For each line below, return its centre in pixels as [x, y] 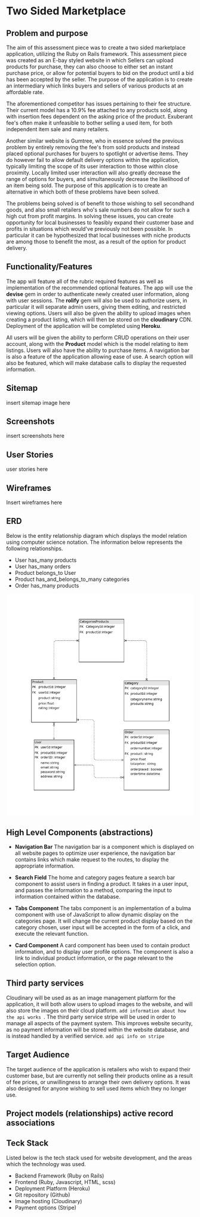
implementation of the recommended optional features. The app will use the [99, 287]
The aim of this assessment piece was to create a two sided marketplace [96, 47]
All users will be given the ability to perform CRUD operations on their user [98, 338]
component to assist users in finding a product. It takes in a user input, [101, 884]
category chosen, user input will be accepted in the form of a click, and [103, 927]
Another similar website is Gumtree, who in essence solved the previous [95, 141]
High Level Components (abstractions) [80, 832]
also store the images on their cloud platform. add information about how [96, 1010]
